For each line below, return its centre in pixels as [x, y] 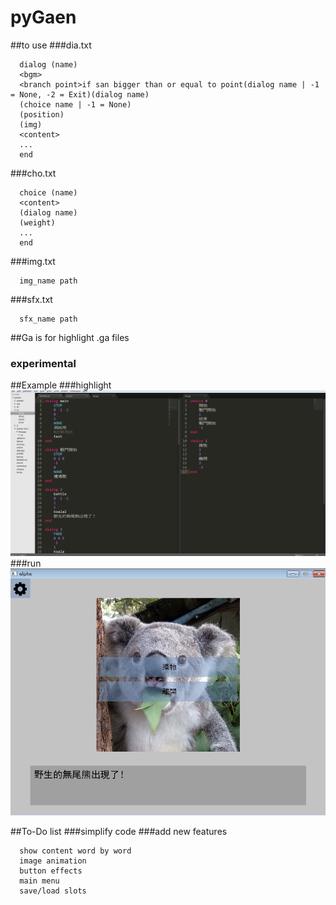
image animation [53, 861]
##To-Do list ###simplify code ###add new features [119, 831]
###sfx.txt [31, 299]
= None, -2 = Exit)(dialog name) [80, 94]
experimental [43, 363]
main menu [39, 881]
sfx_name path [48, 319]
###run [26, 563]
